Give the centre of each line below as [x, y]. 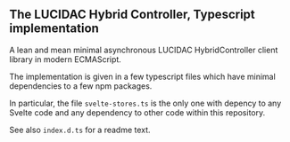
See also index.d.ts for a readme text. [80, 130]
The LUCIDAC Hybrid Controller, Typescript [133, 15]
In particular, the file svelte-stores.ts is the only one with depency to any [145, 103]
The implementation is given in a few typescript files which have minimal [143, 76]
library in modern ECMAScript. [66, 59]
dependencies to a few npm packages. [81, 86]
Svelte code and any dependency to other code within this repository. [137, 112]
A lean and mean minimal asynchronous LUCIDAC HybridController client [144, 50]
